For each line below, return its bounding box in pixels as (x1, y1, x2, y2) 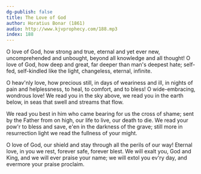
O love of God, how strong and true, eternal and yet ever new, (6, 48, 160, 55)
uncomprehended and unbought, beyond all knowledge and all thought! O (6, 55, 191, 62)
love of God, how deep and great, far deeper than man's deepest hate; (6, 61, 183, 69)
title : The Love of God (6, 15, 67, 21)
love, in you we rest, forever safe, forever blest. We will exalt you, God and (6, 148, 192, 155)
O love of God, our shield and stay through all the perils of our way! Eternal (6, 141, 193, 149)
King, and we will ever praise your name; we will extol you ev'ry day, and (6, 154, 188, 161)
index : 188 (6, 32, 34, 38)
